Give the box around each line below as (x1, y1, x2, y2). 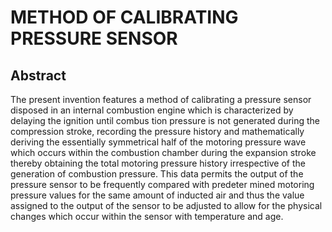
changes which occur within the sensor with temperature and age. (10, 211, 284, 222)
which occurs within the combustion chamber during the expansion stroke (10, 147, 317, 158)
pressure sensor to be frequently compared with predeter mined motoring (10, 179, 315, 190)
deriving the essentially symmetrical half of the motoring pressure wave (10, 136, 307, 148)
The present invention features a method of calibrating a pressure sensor (10, 94, 312, 105)
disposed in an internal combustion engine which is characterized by (10, 104, 294, 116)
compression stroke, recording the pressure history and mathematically (10, 126, 305, 137)
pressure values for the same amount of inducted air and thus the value (10, 189, 305, 201)
